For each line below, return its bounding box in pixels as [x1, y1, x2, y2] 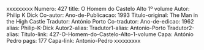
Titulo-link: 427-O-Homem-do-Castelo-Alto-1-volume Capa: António [20, 31, 194, 38]
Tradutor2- [167, 24, 195, 31]
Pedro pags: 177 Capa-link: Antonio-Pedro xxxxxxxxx [6, 37, 141, 44]
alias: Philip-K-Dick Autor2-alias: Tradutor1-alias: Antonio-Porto [6, 24, 166, 31]
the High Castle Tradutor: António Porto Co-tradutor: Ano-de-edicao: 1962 [6, 18, 194, 25]
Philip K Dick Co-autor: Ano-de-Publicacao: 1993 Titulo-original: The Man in [6, 11, 198, 19]
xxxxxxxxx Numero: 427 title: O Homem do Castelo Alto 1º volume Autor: [6, 5, 190, 12]
